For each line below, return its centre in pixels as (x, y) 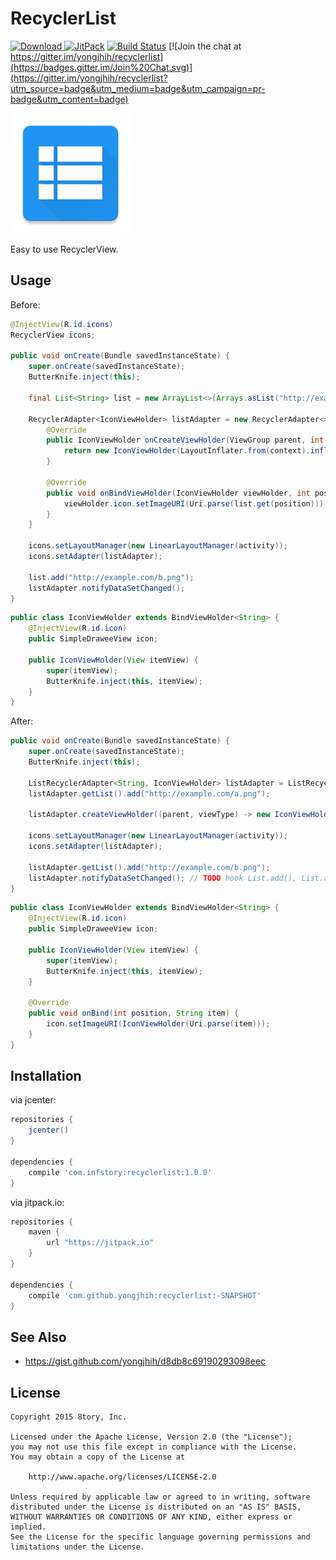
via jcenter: (33, 1100)
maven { (44, 1232)
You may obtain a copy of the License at (98, 1457)
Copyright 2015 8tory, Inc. (69, 1417)
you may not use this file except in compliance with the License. (154, 1447)
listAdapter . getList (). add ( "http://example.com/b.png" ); (149, 867)
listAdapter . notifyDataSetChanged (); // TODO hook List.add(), (163, 878)
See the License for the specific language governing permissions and (160, 1537)
